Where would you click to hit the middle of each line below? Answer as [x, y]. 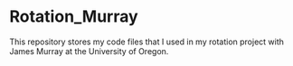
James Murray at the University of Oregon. [89, 51]
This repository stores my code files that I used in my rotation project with [147, 42]
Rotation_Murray [74, 17]
